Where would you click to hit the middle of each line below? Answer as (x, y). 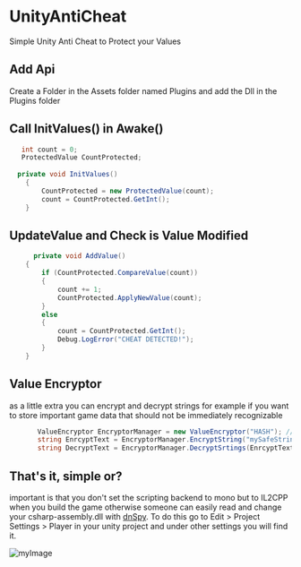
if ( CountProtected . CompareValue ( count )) (120, 273)
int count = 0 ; (49, 150)
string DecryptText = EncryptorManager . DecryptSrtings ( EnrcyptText (166, 448)
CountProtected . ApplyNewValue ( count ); (129, 297)
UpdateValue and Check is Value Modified (129, 235)
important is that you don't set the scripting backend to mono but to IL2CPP (149, 498)
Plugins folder (35, 100)
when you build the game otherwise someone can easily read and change (146, 507)
